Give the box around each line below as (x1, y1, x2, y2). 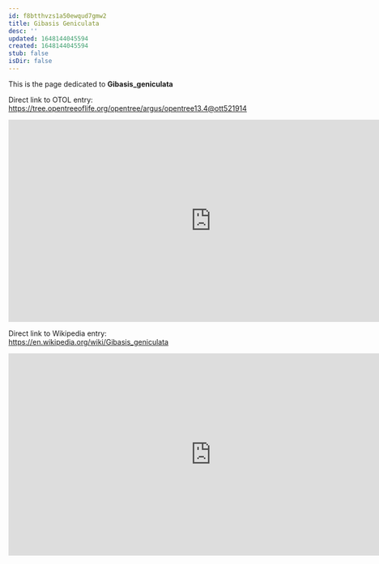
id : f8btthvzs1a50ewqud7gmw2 (8, 11, 107, 20)
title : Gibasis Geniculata (8, 19, 100, 28)
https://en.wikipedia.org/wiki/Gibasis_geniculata (8, 337, 168, 346)
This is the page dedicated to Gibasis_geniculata (8, 78, 173, 89)
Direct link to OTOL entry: (8, 95, 93, 104)
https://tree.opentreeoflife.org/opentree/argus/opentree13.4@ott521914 (8, 103, 247, 113)
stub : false (8, 49, 49, 57)
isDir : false (8, 57, 53, 66)
